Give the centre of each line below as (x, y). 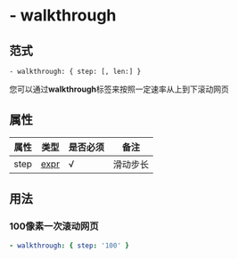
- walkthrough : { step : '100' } (69, 246)
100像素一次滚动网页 (54, 226)
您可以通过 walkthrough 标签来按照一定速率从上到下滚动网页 (119, 89)
